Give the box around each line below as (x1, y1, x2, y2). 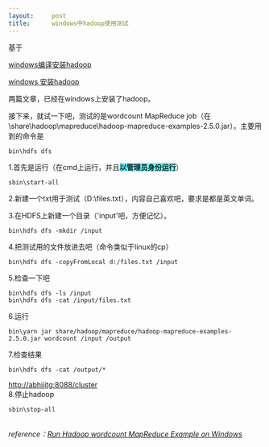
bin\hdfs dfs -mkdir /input (8, 226, 103, 234)
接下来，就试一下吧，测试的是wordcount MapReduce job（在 (8, 110, 212, 121)
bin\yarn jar (8, 327, 52, 335)
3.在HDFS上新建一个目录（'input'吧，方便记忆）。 (8, 210, 172, 220)
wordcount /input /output (43, 334, 131, 342)
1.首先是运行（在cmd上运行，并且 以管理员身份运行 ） (8, 162, 184, 172)
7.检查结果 (8, 350, 43, 359)
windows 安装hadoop (8, 77, 80, 86)
